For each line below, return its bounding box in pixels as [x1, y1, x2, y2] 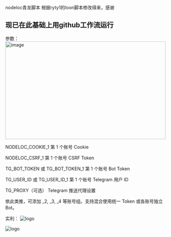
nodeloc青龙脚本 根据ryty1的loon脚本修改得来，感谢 [5, 5, 115, 10]
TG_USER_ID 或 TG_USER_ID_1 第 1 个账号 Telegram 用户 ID [5, 176, 129, 182]
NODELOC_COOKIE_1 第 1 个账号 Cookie [5, 144, 89, 150]
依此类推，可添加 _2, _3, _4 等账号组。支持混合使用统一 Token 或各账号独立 [5, 198, 163, 204]
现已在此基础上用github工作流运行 [5, 21, 114, 30]
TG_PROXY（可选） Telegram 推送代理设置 [5, 187, 96, 193]
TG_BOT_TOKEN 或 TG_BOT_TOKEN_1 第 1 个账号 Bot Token [5, 165, 130, 172]
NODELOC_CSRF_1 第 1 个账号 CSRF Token [5, 155, 94, 161]
